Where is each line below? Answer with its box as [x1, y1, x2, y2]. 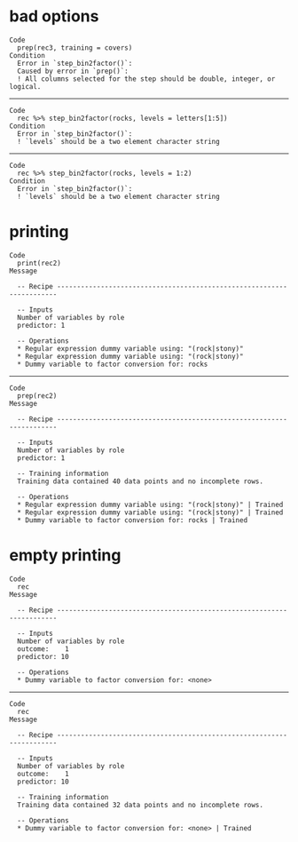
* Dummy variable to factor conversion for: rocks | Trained [17, 515, 248, 525]
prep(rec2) [17, 391, 58, 401]
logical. [9, 82, 42, 91]
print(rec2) [17, 258, 62, 267]
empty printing [9, 545, 122, 566]
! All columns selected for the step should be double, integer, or [17, 74, 276, 83]
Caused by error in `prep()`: [17, 67, 129, 75]
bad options [9, 6, 99, 27]
